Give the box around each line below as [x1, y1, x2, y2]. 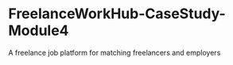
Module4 [8, 21, 69, 40]
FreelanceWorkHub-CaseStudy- [8, 5, 227, 23]
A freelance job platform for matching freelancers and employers [8, 48, 221, 57]
